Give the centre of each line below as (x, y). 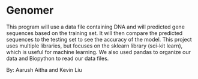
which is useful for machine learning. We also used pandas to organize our (98, 52)
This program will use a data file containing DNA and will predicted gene (95, 27)
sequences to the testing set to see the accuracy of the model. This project (99, 39)
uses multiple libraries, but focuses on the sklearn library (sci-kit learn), (94, 46)
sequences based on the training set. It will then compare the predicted (94, 33)
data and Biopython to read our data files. (58, 58)
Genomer (30, 10)
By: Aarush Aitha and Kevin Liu (44, 69)
